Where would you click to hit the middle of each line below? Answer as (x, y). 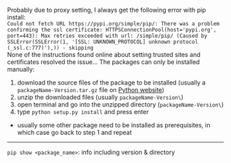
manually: (21, 69)
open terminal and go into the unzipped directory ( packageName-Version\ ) (120, 105)
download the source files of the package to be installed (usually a (111, 83)
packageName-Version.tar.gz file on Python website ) (91, 90)
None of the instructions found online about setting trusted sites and (104, 55)
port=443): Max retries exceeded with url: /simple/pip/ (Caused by (107, 36)
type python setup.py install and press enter (83, 112)
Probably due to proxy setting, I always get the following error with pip (107, 10)
